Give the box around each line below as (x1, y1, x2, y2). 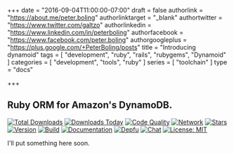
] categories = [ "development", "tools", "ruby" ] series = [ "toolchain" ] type (7, 58, 228, 66)
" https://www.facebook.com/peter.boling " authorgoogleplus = (7, 36, 188, 44)
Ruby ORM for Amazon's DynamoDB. (7, 99, 173, 111)
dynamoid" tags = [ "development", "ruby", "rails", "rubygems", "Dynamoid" (7, 50, 227, 59)
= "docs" (7, 66, 34, 73)
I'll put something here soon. (7, 139, 90, 147)
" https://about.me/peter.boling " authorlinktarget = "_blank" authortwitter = (7, 13, 223, 22)
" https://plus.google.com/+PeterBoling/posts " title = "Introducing (7, 43, 197, 51)
